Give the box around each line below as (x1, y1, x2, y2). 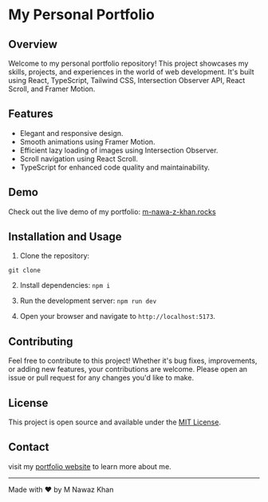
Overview (8, 38, 58, 51)
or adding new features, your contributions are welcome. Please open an (8, 365, 248, 374)
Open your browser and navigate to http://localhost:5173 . (19, 312, 215, 321)
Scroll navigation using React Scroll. (19, 153, 138, 163)
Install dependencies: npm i (19, 281, 110, 290)
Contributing (8, 334, 73, 349)
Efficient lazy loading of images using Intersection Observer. (19, 145, 219, 155)
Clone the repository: (19, 251, 90, 261)
